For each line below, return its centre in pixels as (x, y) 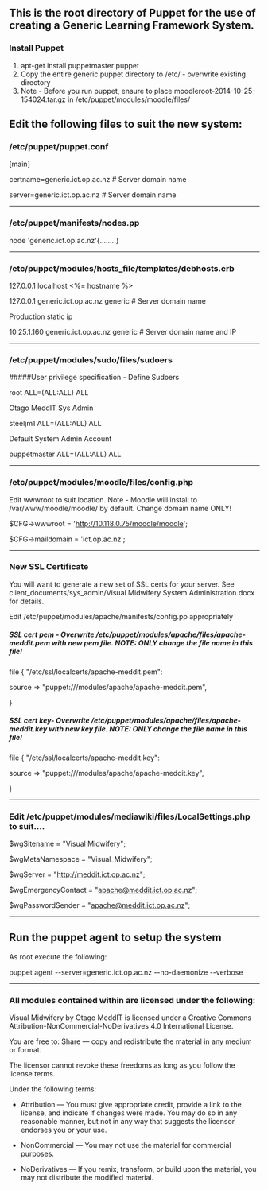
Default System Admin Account (60, 439)
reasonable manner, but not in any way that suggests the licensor (128, 1122)
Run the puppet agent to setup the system (115, 938)
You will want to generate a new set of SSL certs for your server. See (122, 584)
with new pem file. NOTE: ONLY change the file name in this (152, 643)
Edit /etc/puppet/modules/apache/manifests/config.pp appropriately (121, 616)
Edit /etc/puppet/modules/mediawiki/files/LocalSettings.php (130, 816)
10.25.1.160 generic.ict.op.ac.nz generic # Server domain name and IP (123, 331)
